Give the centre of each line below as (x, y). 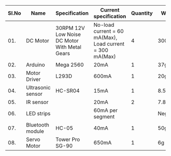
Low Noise (68, 34)
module (35, 131)
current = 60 (108, 31)
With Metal (68, 47)
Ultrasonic (38, 87)
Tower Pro (68, 140)
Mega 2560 (70, 65)
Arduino (36, 65)
